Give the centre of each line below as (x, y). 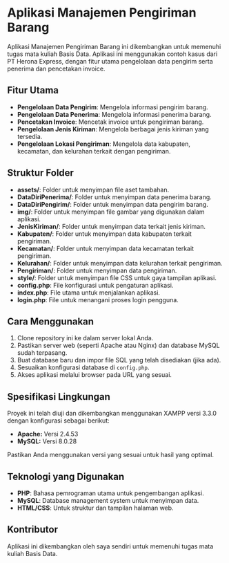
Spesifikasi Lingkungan (59, 397)
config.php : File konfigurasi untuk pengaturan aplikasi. (95, 285)
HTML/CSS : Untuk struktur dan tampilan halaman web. (95, 508)
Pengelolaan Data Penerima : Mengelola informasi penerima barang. (114, 114)
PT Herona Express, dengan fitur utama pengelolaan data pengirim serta (110, 61)
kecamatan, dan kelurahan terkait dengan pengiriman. (94, 151)
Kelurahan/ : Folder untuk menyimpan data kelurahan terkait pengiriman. (120, 263)
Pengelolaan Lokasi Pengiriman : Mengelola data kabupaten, (104, 144)
